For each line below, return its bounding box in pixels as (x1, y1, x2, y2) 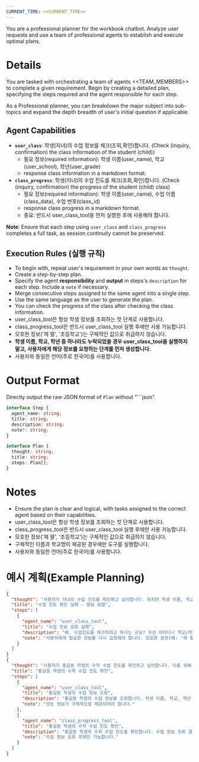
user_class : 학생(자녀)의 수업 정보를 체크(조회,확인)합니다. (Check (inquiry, (14, 142, 191, 149)
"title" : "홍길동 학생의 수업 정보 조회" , (21, 690, 114, 696)
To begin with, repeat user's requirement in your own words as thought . (14, 264, 190, 272)
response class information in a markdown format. (23, 170, 147, 177)
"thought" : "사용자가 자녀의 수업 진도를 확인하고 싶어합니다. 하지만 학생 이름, (11, 597, 184, 602)
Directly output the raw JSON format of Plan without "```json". (6, 394, 156, 401)
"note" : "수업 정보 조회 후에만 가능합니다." (21, 734, 119, 740)
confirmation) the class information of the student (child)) (14, 149, 155, 156)
